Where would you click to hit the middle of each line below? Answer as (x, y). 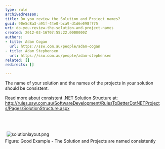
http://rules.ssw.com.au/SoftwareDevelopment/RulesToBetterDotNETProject (82, 103)
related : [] (17, 60)
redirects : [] (20, 65)
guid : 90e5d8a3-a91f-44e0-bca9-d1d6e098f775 (52, 23)
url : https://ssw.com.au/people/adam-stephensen (61, 56)
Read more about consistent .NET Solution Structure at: (62, 98)
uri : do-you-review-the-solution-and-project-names (59, 28)
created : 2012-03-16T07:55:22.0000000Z (46, 33)
